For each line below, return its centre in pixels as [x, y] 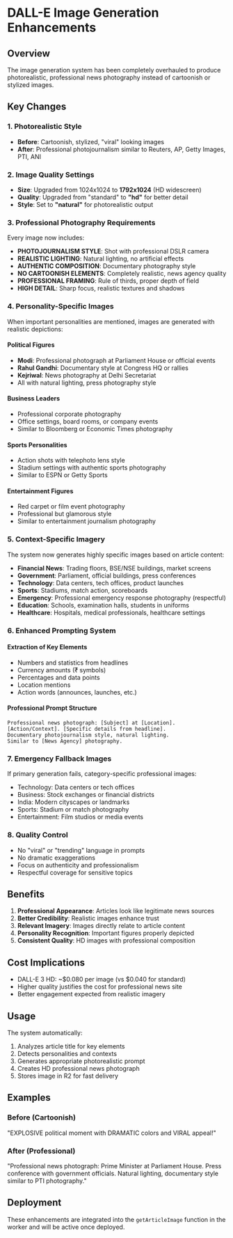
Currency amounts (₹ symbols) [62, 670]
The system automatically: [45, 1033]
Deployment [34, 1203]
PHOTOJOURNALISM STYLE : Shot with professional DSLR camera [113, 252]
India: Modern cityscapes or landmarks [73, 802]
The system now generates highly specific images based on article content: [116, 555]
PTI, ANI [29, 156]
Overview [29, 53]
